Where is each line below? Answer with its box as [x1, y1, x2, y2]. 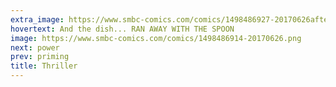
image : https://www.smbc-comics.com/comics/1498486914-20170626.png [10, 33, 302, 43]
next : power [10, 42, 60, 53]
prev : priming [10, 52, 70, 62]
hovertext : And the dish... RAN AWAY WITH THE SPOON [10, 24, 235, 34]
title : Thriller [10, 61, 78, 71]
